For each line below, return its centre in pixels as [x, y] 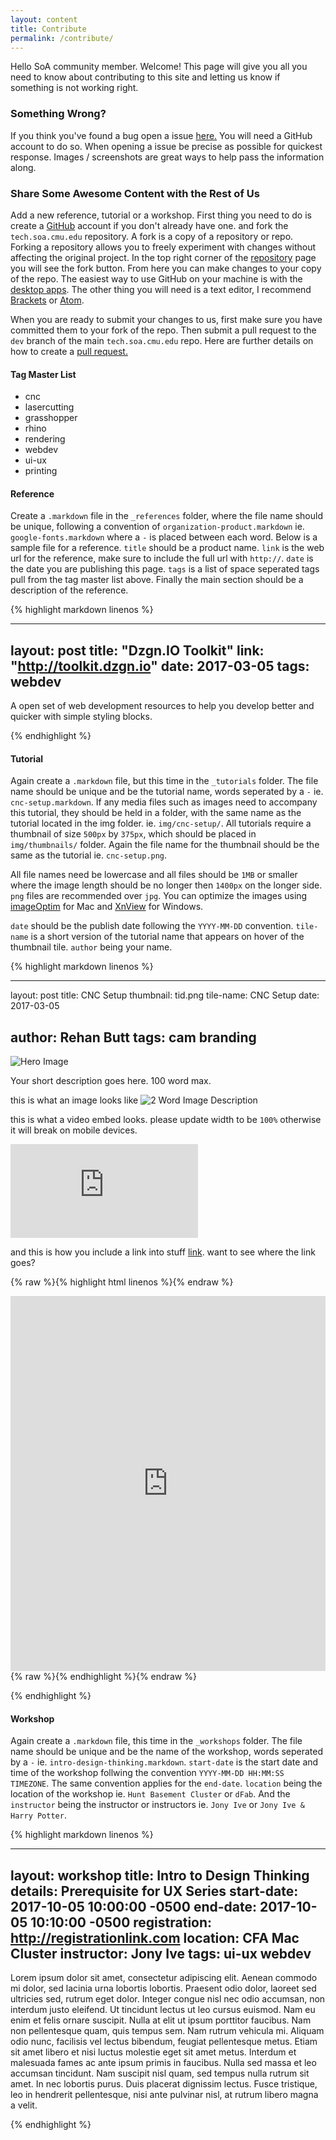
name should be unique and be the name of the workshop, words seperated [167, 1752]
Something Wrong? [58, 114]
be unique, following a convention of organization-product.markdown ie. [157, 527]
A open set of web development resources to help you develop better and [162, 706]
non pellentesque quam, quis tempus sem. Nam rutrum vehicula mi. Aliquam [167, 2031]
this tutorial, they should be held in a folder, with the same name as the [156, 813]
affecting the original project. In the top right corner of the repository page [163, 257]
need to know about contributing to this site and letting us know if [145, 77]
